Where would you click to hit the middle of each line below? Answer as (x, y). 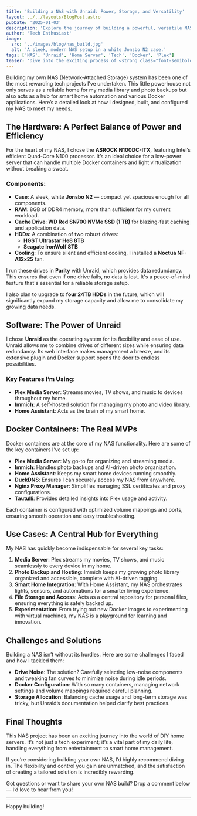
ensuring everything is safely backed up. (64, 603)
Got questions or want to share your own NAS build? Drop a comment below (98, 783)
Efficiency (25, 136)
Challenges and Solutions (54, 640)
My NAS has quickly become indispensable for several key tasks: (85, 548)
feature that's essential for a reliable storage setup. (68, 283)
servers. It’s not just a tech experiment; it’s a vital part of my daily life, (90, 742)
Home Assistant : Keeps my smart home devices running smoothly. (96, 473)
